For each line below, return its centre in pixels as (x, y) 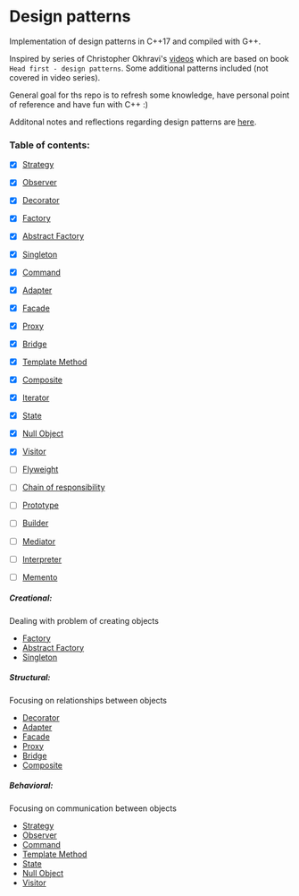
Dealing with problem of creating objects (84, 620)
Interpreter (42, 559)
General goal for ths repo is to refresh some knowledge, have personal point (149, 95)
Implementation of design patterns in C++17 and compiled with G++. (135, 41)
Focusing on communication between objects (93, 808)
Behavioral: (31, 786)
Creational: (31, 598)
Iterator (36, 398)
